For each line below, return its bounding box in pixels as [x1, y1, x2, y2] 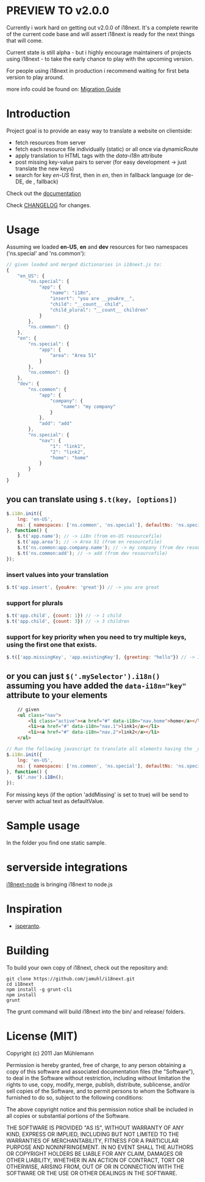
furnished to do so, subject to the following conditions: [6, 1093, 143, 1101]
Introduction [6, 107, 71, 121]
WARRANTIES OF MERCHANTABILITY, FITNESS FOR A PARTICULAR [6, 1137, 179, 1144]
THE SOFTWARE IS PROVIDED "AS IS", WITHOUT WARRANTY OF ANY [6, 1124, 184, 1131]
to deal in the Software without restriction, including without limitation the [6, 1074, 190, 1082]
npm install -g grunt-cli [6, 986, 72, 993]
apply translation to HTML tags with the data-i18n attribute [15, 152, 163, 159]
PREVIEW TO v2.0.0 [6, 4, 110, 18]
